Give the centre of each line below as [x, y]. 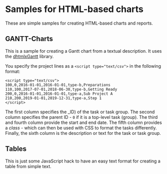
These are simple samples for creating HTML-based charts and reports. [79, 23]
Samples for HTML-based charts [74, 9]
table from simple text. [28, 166]
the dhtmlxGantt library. [29, 56]
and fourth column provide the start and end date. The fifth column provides [84, 122]
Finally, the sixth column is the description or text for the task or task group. [83, 133]
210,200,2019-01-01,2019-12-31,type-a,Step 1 [53, 98]
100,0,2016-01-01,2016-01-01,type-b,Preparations [58, 85]
